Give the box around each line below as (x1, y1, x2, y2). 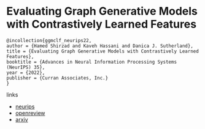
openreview (15, 109, 45, 117)
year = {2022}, (6, 69, 45, 76)
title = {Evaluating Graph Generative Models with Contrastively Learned (6, 48, 199, 54)
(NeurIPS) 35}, (6, 64, 45, 70)
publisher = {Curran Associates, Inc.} (6, 75, 109, 81)
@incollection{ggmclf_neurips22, (6, 37, 92, 43)
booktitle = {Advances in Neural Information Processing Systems (6, 59, 177, 65)
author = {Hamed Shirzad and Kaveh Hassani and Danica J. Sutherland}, (6, 43, 193, 49)
